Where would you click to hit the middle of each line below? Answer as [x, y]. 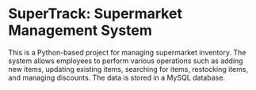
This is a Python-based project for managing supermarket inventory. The [127, 52]
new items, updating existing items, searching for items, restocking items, [128, 69]
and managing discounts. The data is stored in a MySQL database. [117, 77]
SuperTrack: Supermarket [95, 14]
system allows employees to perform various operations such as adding [126, 61]
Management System [80, 30]
